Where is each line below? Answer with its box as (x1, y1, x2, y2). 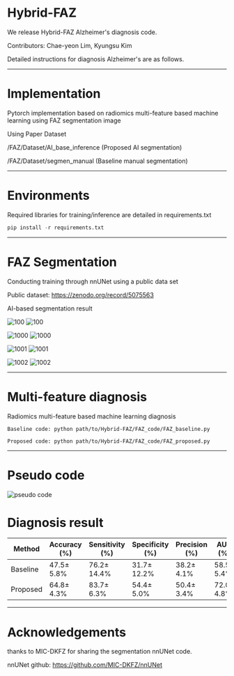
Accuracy (49, 540, 82, 549)
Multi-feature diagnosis (7, 388, 148, 404)
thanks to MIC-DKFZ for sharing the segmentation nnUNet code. (7, 647, 193, 656)
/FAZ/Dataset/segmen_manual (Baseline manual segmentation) (7, 157, 188, 165)
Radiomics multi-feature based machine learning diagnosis (7, 412, 176, 420)
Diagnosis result (7, 514, 104, 530)
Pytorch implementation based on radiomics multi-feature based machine (7, 109, 219, 117)
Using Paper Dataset (7, 129, 67, 138)
